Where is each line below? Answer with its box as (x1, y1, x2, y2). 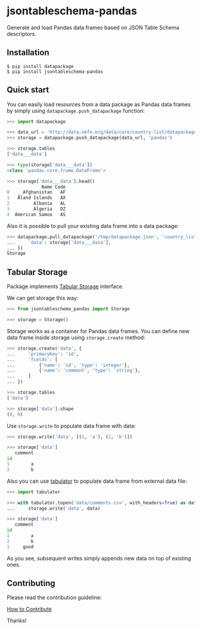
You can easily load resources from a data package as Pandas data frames (7, 100, 191, 108)
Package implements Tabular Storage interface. (7, 283, 124, 290)
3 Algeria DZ (7, 206, 66, 212)
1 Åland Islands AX (7, 195, 66, 201)
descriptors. (7, 30, 37, 37)
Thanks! (7, 617, 27, 624)
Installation (7, 48, 50, 58)
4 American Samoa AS (7, 211, 66, 217)
